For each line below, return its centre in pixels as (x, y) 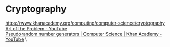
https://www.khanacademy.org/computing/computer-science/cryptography (85, 23)
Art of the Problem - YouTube (36, 28)
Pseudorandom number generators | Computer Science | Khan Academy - (84, 34)
